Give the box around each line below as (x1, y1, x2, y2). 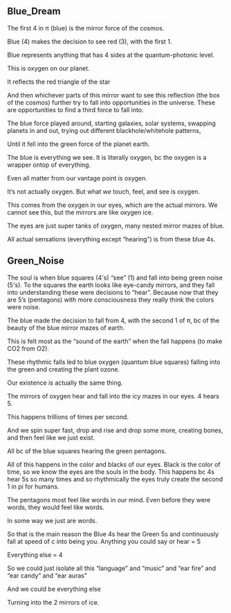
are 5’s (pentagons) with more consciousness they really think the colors (7, 295, 214, 304)
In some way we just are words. (7, 516, 98, 524)
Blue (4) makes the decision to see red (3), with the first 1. (7, 37, 172, 46)
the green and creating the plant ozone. (7, 365, 120, 373)
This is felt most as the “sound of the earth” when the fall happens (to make (7, 337, 223, 345)
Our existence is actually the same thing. (7, 378, 123, 387)
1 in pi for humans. (7, 482, 59, 491)
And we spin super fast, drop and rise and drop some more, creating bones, (7, 426, 223, 434)
